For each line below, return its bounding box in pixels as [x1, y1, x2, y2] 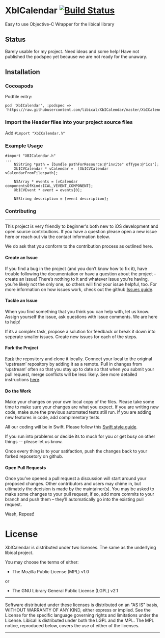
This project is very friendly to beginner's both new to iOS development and [5, 223, 159, 229]
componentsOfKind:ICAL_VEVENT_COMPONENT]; [5, 184, 93, 188]
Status [5, 35, 26, 44]
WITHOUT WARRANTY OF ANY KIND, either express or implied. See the [5, 607, 151, 613]
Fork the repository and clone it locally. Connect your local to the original [5, 356, 152, 362]
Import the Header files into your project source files [5, 119, 133, 126]
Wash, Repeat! [5, 511, 34, 517]
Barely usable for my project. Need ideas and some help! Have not [5, 48, 139, 54]
